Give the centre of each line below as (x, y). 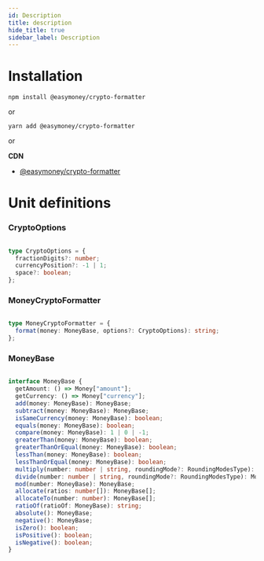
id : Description (35, 15)
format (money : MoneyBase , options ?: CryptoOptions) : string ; (117, 331)
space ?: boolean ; (44, 273)
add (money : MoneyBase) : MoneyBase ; (73, 403)
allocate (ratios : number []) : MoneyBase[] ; (86, 491)
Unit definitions (60, 203)
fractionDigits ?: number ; (58, 258)
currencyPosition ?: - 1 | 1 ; (61, 266)
